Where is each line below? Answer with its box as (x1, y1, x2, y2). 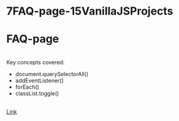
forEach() (15, 83, 40, 91)
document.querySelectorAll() (15, 71, 89, 78)
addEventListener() (15, 77, 64, 85)
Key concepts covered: (6, 59, 65, 66)
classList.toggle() (15, 90, 59, 97)
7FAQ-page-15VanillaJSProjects (6, 4, 173, 18)
